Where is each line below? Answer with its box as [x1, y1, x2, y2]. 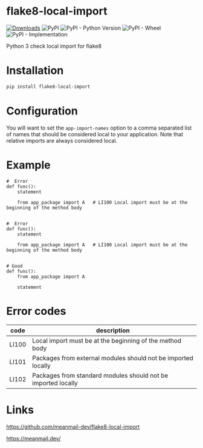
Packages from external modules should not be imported [32, 354, 193, 362]
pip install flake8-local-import [6, 84, 91, 90]
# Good [6, 263, 23, 269]
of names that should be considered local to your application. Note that [6, 130, 183, 137]
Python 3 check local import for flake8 [6, 42, 101, 50]
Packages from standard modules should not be [32, 371, 169, 380]
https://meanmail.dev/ [6, 435, 61, 442]
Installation [6, 64, 64, 77]
